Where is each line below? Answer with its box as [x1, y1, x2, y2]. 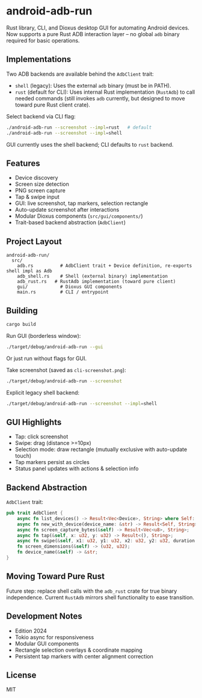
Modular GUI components [14, 640, 79, 647]
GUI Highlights [6, 417, 62, 427]
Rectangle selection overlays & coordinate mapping [14, 646, 142, 654]
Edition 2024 [14, 627, 47, 634]
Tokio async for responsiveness [14, 633, 94, 641]
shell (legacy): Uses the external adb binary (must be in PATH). [14, 82, 171, 89]
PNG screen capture [14, 187, 66, 194]
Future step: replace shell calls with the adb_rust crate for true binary [6, 587, 177, 595]
